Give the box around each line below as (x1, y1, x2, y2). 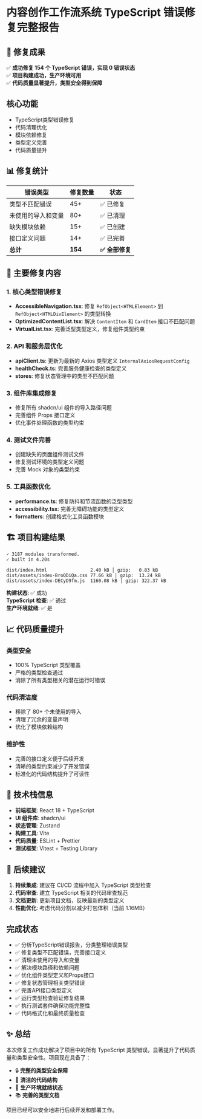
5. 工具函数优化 (6, 482, 51, 491)
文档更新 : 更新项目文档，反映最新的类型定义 (15, 897, 125, 904)
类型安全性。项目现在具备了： (16, 1053, 91, 1061)
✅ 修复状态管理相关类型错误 (15, 979, 85, 987)
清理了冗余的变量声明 (15, 716, 68, 723)
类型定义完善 (15, 139, 47, 146)
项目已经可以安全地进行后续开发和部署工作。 (6, 1106, 118, 1114)
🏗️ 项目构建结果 (6, 532, 65, 542)
